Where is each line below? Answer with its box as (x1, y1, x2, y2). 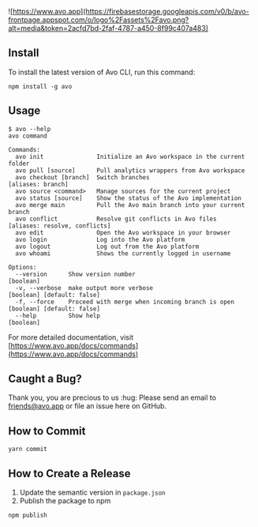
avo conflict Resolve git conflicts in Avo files (15, 215, 217, 223)
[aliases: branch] (8, 180, 69, 188)
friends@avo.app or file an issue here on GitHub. (8, 401, 167, 411)
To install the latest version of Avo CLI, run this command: (8, 67, 196, 77)
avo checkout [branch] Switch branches (15, 173, 150, 181)
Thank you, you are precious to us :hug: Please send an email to (8, 393, 217, 402)
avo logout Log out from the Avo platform (15, 243, 200, 250)
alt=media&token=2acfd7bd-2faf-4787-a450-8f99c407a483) (8, 24, 209, 32)
